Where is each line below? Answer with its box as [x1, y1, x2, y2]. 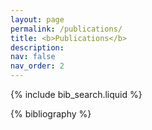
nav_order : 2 [10, 61, 65, 71]
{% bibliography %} [10, 108, 92, 120]
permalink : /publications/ [10, 24, 123, 34]
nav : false [10, 52, 56, 62]
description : [10, 42, 65, 53]
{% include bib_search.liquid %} [10, 89, 143, 100]
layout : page [10, 14, 65, 25]
